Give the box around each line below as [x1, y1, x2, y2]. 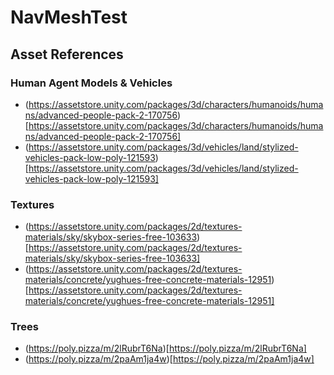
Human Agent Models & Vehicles [10, 76, 173, 90]
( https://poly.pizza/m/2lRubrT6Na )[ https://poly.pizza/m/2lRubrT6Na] [24, 342, 307, 355]
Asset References [10, 46, 124, 63]
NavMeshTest [10, 6, 128, 29]
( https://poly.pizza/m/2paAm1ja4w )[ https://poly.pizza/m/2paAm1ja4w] [24, 353, 315, 365]
